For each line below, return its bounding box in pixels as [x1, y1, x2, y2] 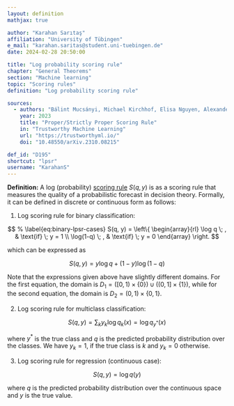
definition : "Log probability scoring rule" [7, 87, 139, 94]
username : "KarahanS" [7, 164, 70, 171]
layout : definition [7, 10, 64, 17]
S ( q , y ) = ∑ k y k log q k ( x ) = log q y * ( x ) [68, 318, 166, 328]
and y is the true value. [7, 391, 73, 399]
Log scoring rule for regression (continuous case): [17, 357, 162, 365]
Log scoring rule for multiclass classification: [17, 304, 146, 313]
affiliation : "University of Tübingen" [7, 36, 123, 42]
